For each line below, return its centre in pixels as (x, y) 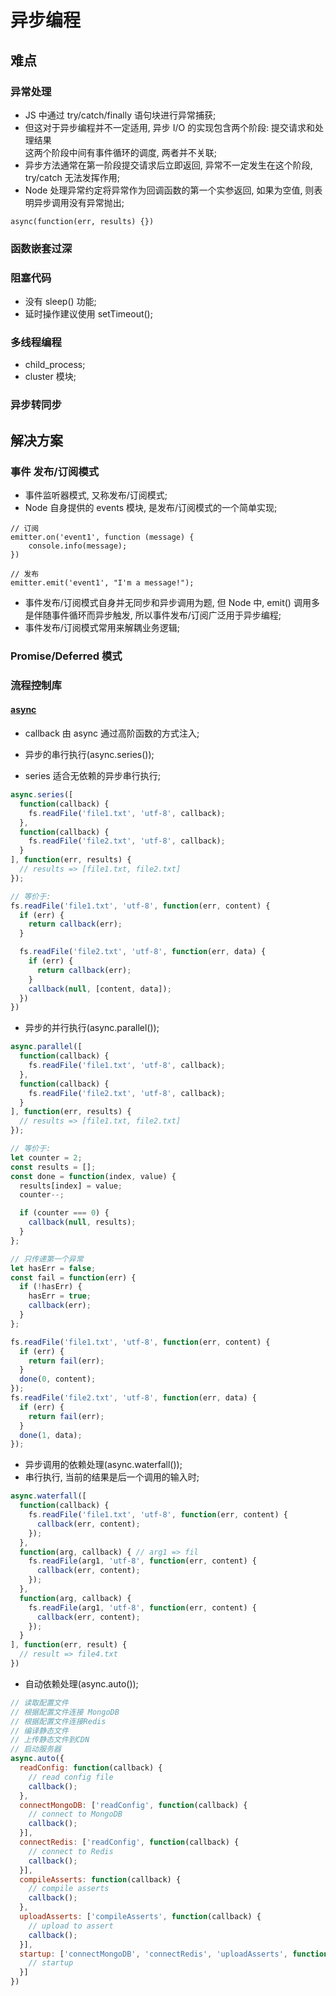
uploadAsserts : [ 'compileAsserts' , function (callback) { (140, 1917)
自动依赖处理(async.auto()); (81, 1683)
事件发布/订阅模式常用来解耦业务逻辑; (102, 627)
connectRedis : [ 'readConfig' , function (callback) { (129, 1842)
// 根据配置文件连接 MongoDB (65, 1712)
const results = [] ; (53, 1167)
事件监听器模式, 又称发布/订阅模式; (96, 495)
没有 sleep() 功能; (60, 302)
